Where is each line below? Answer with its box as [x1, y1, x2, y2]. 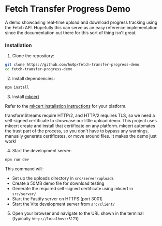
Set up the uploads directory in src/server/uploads [12, 175, 114, 181]
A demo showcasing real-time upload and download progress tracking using [5, 19, 158, 25]
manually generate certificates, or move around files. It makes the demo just [5, 133, 157, 139]
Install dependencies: [12, 75, 55, 81]
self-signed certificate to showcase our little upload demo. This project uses [5, 117, 157, 123]
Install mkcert [12, 94, 40, 99]
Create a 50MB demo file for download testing [12, 180, 104, 186]
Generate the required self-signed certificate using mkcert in [12, 185, 133, 191]
